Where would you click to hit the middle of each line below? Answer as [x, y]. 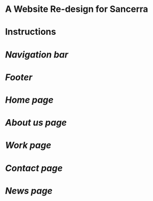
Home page [29, 100]
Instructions [31, 32]
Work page [28, 145]
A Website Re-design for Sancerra [77, 9]
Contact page [34, 168]
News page [29, 191]
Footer [19, 77]
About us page [36, 123]
